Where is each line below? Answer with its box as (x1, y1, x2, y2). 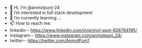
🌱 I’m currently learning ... (9, 15, 62, 20)
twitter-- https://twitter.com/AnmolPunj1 (9, 38, 89, 43)
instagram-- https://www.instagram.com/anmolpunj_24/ (9, 32, 122, 38)
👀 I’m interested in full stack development (9, 10, 93, 16)
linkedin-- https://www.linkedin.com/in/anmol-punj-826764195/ (9, 27, 137, 33)
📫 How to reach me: (9, 20, 52, 26)
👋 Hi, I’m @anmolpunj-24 (9, 5, 60, 10)
